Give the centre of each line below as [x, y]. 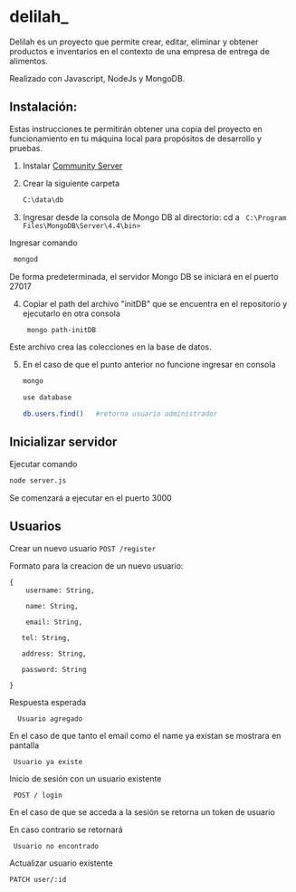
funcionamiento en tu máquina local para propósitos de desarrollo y [136, 139]
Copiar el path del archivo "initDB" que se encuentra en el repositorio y [155, 303]
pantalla [24, 745]
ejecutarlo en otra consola [71, 313]
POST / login [38, 795]
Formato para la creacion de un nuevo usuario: [96, 566]
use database [47, 398]
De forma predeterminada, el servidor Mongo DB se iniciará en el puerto [144, 276]
